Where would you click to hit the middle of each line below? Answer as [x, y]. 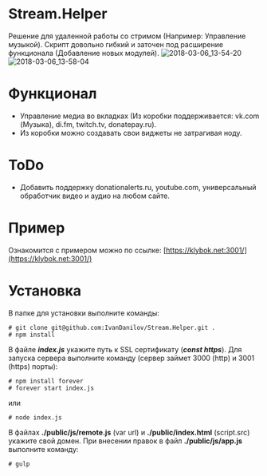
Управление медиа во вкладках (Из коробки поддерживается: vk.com [139, 116]
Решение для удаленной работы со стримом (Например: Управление [127, 36]
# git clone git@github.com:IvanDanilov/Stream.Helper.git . [112, 327]
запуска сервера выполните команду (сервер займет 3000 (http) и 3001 [132, 358]
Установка [45, 290]
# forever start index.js [51, 388]
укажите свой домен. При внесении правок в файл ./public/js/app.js [126, 441]
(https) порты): [33, 366]
